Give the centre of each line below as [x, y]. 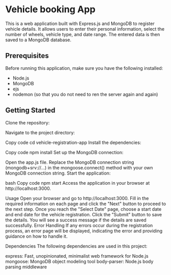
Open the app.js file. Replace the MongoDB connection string [70, 162]
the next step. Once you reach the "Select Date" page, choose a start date [83, 209]
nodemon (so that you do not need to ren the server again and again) [85, 94]
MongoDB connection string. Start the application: [58, 173]
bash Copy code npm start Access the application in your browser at [78, 183]
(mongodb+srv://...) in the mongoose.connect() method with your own [79, 167]
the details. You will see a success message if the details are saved [76, 220]
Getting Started [30, 110]
